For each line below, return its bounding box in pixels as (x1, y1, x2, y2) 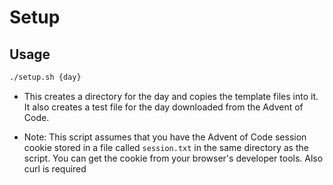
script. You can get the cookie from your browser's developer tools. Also (23, 152, 324, 164)
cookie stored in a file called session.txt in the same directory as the (23, 141, 309, 153)
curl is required (23, 162, 87, 175)
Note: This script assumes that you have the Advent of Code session (23, 131, 307, 143)
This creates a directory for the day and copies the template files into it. (23, 90, 319, 102)
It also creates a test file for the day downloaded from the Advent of (23, 101, 304, 113)
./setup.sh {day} (9, 72, 82, 82)
